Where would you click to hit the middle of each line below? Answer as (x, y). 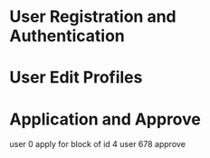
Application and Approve (105, 119)
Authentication (67, 36)
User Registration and (93, 17)
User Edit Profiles (76, 78)
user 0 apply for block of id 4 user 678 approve (97, 144)
